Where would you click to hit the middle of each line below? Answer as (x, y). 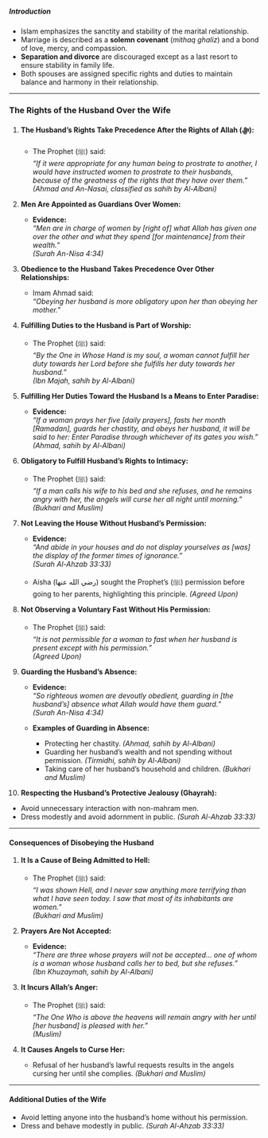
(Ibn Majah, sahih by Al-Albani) (84, 381)
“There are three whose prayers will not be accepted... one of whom (145, 955)
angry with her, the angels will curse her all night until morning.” (137, 499)
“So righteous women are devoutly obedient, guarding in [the (133, 696)
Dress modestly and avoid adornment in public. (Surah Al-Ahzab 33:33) (138, 817)
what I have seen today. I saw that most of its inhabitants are (133, 899)
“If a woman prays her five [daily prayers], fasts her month (129, 420)
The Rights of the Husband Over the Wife (90, 110)
